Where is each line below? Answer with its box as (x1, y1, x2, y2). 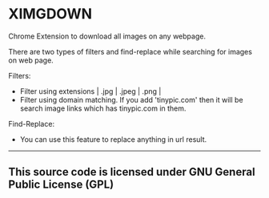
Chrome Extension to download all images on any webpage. (8, 31, 207, 41)
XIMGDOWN (8, 5, 93, 23)
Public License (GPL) (8, 178, 114, 192)
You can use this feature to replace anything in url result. (19, 134, 207, 144)
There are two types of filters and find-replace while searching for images (8, 46, 252, 56)
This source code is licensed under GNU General (8, 165, 255, 179)
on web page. (8, 55, 54, 65)
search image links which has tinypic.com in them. (19, 103, 187, 113)
